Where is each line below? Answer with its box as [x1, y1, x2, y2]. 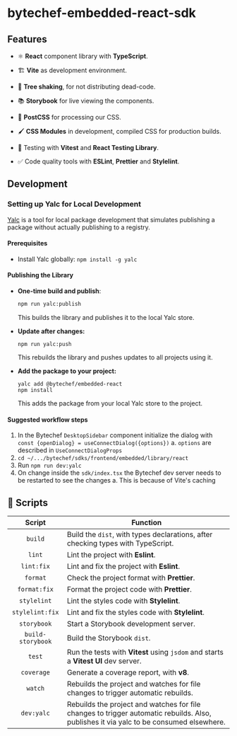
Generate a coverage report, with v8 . [66, 667, 189, 677]
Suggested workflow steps [7, 415, 88, 424]
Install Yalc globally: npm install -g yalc [17, 255, 138, 263]
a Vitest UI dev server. [66, 656, 142, 666]
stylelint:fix [11, 608, 59, 616]
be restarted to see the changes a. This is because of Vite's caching [17, 476, 217, 485]
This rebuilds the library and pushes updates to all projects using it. [17, 352, 213, 362]
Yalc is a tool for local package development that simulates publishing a [7, 215, 215, 224]
